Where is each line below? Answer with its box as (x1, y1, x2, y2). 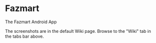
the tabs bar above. (5, 33, 44, 39)
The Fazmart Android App (5, 19, 57, 25)
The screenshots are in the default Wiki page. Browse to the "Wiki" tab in (5, 28, 152, 34)
